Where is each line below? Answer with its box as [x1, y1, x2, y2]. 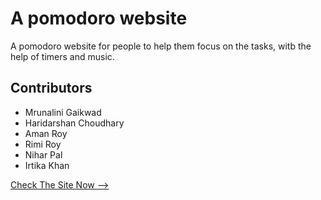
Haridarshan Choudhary [24, 117, 125, 129]
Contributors [10, 80, 93, 97]
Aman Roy [24, 127, 68, 139]
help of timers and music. [10, 50, 115, 62]
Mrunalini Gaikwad [24, 106, 102, 118]
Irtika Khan [24, 159, 70, 171]
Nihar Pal [24, 148, 63, 161]
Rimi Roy [24, 138, 62, 150]
